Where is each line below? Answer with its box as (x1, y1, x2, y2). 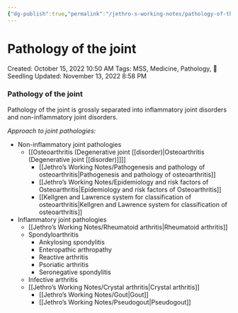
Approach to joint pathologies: (7, 126, 96, 135)
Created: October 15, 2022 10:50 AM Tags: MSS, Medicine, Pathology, (7, 64, 212, 73)
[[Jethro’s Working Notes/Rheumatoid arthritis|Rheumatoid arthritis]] (28, 223, 228, 231)
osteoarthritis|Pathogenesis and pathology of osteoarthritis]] (38, 170, 216, 179)
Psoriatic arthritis (38, 260, 89, 268)
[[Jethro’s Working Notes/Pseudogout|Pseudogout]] (38, 297, 191, 306)
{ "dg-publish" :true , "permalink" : (7, 10, 106, 18)
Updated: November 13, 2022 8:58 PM (34, 71, 147, 80)
